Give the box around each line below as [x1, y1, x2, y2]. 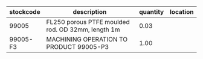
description [72, 8, 107, 16]
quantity [138, 8, 164, 16]
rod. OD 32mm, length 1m [46, 25, 120, 34]
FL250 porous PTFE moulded [46, 18, 130, 26]
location [170, 8, 194, 16]
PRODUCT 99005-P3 [46, 43, 109, 51]
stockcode [9, 8, 40, 16]
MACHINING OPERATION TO [46, 36, 128, 43]
